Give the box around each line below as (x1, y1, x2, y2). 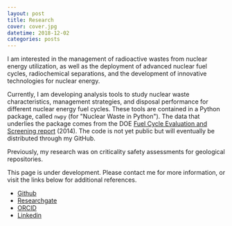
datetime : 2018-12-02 (7, 29, 70, 37)
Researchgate (17, 196, 57, 205)
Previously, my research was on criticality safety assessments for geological (7, 148, 225, 156)
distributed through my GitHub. (7, 134, 96, 142)
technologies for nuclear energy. (7, 77, 100, 85)
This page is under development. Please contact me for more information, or (7, 169, 226, 177)
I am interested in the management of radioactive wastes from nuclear (7, 55, 208, 63)
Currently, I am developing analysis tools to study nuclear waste (7, 91, 190, 99)
